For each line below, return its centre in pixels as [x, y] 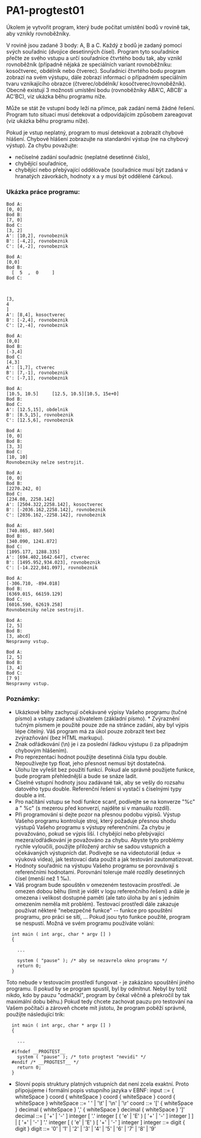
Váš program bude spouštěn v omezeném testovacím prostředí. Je [97, 885]
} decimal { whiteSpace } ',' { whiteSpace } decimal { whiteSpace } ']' [100, 1109]
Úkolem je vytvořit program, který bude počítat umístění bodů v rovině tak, [98, 27]
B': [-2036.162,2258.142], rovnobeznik [56, 510]
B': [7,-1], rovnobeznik [37, 373]
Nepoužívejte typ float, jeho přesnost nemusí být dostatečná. [90, 763]
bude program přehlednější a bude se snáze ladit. [76, 776]
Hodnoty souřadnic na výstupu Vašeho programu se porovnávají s [97, 865]
